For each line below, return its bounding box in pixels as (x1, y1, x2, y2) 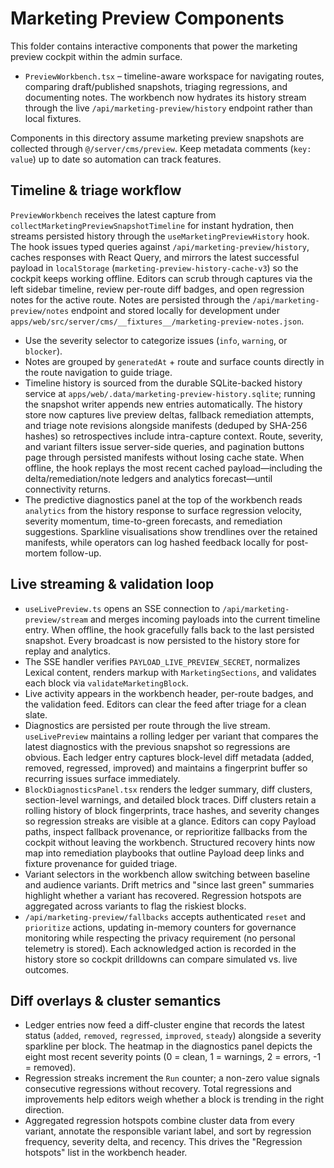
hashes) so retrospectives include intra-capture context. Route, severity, (24, 430, 324, 442)
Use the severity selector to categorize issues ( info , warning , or (24, 334, 288, 346)
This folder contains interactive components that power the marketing (10, 40, 298, 52)
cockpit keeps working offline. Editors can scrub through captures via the (10, 272, 313, 284)
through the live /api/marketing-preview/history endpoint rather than (24, 102, 313, 114)
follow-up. (59, 547, 102, 559)
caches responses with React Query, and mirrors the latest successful (10, 251, 300, 263)
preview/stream (24, 615, 89, 625)
